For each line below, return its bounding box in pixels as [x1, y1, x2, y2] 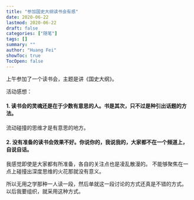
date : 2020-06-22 [6, 14, 49, 20]
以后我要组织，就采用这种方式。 [6, 188, 84, 195]
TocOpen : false [6, 58, 44, 64]
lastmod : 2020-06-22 [6, 20, 57, 25]
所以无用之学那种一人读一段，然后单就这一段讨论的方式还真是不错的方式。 [6, 180, 187, 187]
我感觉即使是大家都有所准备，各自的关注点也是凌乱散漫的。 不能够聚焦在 [6, 160, 183, 167]
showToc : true [6, 53, 41, 59]
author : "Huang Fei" [6, 47, 57, 53]
